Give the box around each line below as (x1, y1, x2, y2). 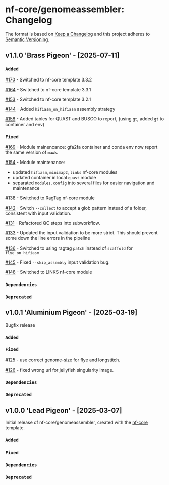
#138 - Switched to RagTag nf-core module (5, 195, 95, 201)
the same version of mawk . (5, 149, 59, 155)
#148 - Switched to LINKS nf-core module (5, 269, 92, 275)
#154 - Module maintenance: (5, 159, 65, 165)
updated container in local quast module (12, 174, 96, 180)
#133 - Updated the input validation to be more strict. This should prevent (5, 229, 158, 236)
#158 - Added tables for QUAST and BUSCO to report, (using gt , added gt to (5, 115, 164, 122)
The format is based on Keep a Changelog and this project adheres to (5, 31, 150, 37)
